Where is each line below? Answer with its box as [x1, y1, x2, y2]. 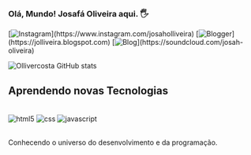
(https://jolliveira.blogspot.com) [8, 38, 111, 47]
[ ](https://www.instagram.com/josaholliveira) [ [8, 29, 199, 39]
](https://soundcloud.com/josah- [137, 38, 243, 47]
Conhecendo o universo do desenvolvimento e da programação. [8, 138, 218, 147]
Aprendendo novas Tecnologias [8, 83, 169, 98]
